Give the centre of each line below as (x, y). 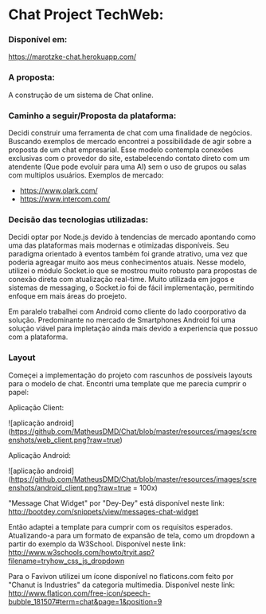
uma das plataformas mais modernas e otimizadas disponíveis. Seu (119, 245)
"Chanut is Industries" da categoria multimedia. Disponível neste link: (121, 585)
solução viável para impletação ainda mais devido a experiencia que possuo (133, 329)
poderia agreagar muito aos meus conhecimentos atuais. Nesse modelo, (127, 262)
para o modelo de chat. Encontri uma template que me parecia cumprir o (127, 383)
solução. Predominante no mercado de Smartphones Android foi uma (122, 320)
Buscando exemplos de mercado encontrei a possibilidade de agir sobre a (130, 142)
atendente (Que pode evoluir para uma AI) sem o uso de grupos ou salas (127, 167)
